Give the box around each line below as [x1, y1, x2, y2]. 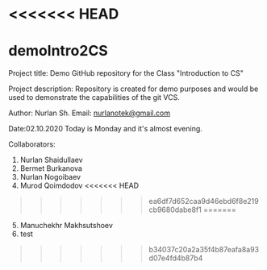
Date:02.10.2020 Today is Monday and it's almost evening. [8, 124, 203, 134]
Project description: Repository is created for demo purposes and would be [8, 84, 259, 93]
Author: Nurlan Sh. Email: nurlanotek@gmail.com [8, 108, 171, 118]
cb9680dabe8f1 [148, 205, 202, 214]
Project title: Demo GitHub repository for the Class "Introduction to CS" [8, 69, 244, 78]
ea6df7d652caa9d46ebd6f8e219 [148, 197, 260, 206]
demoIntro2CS [8, 42, 109, 60]
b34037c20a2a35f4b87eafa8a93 [148, 245, 260, 255]
